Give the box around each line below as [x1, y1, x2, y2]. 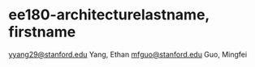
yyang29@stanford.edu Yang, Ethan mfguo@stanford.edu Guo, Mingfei [8, 49, 248, 59]
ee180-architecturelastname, [8, 6, 210, 24]
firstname [8, 23, 76, 41]
